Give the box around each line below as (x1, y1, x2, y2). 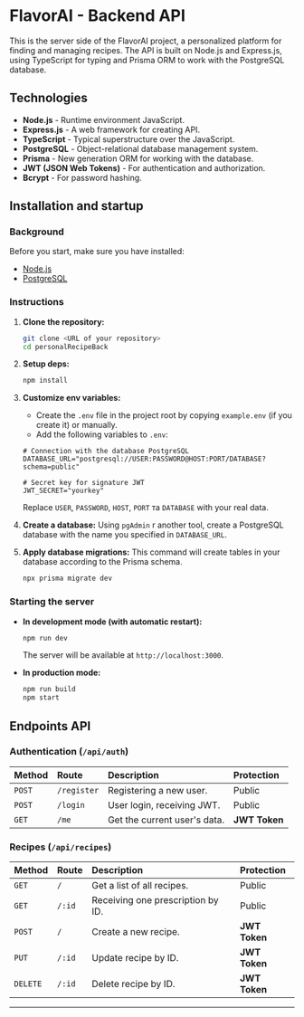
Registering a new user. (107, 784, 208, 796)
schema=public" (22, 462, 81, 471)
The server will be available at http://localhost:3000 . (22, 650, 224, 661)
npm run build (22, 685, 76, 694)
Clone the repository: (22, 316, 105, 327)
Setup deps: (22, 358, 70, 369)
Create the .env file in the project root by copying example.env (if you (35, 410, 292, 421)
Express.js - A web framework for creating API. (22, 124, 201, 135)
